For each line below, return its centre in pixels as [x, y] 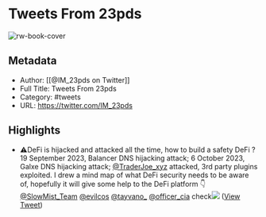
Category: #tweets [50, 97]
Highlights [35, 131]
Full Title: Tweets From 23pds [68, 88]
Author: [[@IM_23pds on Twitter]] [75, 79]
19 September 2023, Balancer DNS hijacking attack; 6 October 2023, [132, 158]
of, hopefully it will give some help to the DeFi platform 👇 [113, 184]
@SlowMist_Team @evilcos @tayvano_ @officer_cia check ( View [130, 196]
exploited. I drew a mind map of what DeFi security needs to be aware [134, 175]
